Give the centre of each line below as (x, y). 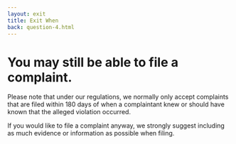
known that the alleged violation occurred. (69, 112)
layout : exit (27, 14)
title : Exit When (33, 21)
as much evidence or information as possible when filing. (91, 133)
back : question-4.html (41, 27)
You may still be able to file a (93, 62)
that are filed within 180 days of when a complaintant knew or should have (116, 104)
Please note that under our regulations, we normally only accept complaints (118, 97)
